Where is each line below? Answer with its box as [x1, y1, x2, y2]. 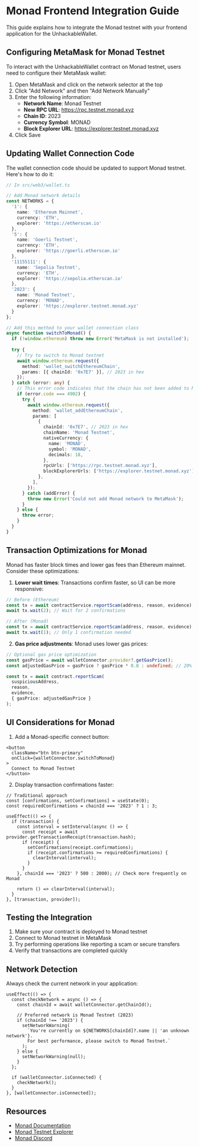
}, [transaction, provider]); [6, 896, 81, 903]
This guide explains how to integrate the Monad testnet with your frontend [6, 24, 188, 31]
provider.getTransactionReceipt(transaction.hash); [6, 834, 136, 840]
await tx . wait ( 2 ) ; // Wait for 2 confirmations [6, 608, 126, 614]
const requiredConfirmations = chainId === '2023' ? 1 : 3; [6, 803, 158, 809]
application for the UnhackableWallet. [6, 30, 98, 37]
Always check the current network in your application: [6, 980, 138, 987]
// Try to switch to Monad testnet [17, 352, 105, 358]
